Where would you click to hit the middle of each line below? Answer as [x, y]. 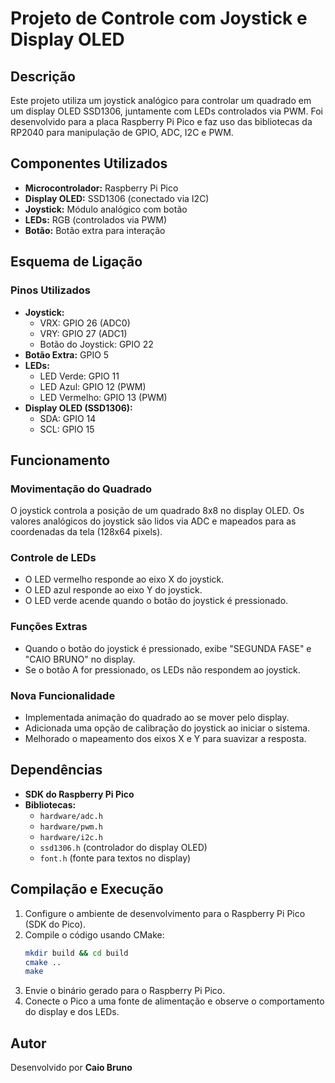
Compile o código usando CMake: [94, 934]
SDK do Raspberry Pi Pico [79, 794]
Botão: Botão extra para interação [95, 230]
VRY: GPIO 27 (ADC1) [83, 333]
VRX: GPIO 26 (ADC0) [85, 323]
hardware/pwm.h [71, 827]
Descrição [43, 76]
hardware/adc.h [71, 816]
